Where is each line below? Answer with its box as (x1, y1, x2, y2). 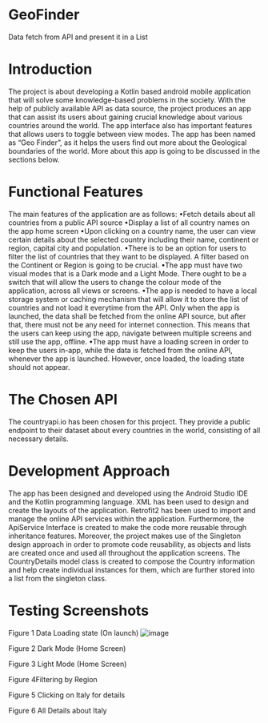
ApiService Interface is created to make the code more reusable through (8, 522, 247, 532)
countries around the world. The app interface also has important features (8, 120, 253, 130)
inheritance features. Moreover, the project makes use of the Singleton (8, 531, 242, 540)
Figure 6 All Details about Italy (8, 705, 107, 715)
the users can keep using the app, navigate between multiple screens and (8, 328, 252, 338)
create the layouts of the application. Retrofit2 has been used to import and (8, 505, 256, 515)
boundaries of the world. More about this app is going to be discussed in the (8, 146, 261, 155)
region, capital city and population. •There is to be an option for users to (8, 243, 246, 253)
